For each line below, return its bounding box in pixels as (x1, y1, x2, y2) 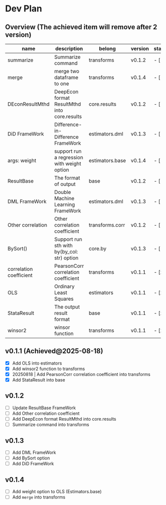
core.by (88, 245, 107, 252)
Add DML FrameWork (12, 449, 56, 455)
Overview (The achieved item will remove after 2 (5, 23, 158, 31)
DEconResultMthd (7, 101, 50, 107)
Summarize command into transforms (12, 422, 89, 428)
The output (54, 304, 80, 310)
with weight (54, 160, 82, 167)
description (55, 45, 83, 52)
